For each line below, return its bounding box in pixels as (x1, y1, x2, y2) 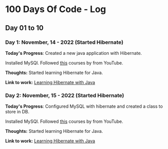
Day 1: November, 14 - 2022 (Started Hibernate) (5, 39, 124, 46)
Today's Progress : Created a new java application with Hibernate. (5, 50, 142, 56)
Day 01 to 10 (5, 24, 44, 32)
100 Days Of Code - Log (5, 4, 107, 15)
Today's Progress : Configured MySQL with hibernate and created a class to (5, 103, 163, 109)
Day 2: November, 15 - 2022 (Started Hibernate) (5, 92, 124, 99)
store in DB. (5, 109, 30, 115)
